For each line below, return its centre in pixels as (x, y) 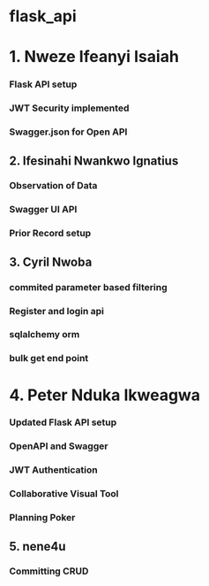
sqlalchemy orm (45, 335)
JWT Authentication (54, 470)
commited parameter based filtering (88, 287)
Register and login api (56, 311)
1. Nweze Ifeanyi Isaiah (94, 57)
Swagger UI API (43, 210)
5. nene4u (37, 546)
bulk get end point (49, 359)
